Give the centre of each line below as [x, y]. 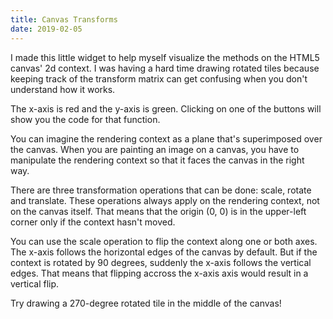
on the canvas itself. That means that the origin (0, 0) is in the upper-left [158, 211]
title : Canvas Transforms [64, 19]
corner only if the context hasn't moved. [93, 222]
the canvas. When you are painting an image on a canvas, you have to [155, 149]
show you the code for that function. [85, 119]
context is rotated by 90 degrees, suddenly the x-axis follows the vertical [161, 262]
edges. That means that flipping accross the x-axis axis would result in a [159, 273]
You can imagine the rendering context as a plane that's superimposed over [166, 138]
